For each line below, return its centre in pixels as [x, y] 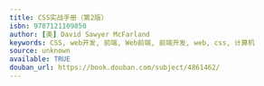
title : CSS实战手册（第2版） [59, 17]
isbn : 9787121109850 [48, 26]
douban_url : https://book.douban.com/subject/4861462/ [115, 68]
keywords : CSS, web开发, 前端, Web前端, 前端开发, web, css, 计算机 [132, 43]
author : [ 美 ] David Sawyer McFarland [80, 34]
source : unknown [40, 51]
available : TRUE [40, 59]
